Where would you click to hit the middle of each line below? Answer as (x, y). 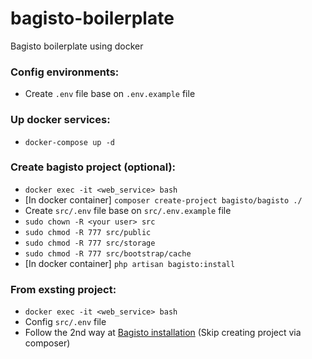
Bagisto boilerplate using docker (77, 46)
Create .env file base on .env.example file (110, 94)
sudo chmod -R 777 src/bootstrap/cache (108, 253)
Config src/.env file (65, 322)
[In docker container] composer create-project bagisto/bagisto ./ (163, 199)
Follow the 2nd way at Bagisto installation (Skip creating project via (163, 333)
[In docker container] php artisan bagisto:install (130, 263)
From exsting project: (63, 289)
